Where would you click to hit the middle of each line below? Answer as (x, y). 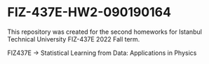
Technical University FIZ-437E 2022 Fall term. (74, 39)
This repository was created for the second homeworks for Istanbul (104, 32)
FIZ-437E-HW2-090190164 (89, 12)
